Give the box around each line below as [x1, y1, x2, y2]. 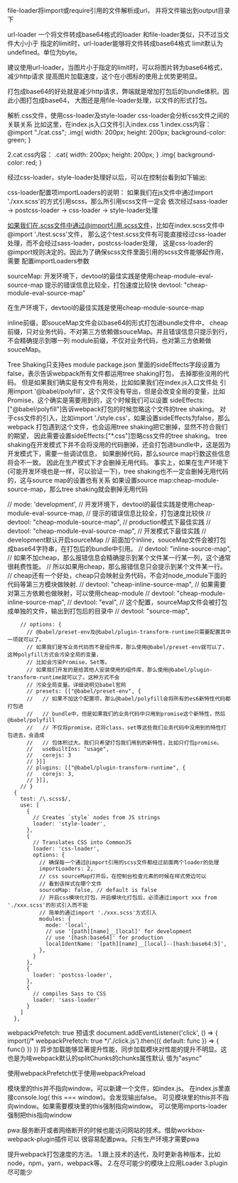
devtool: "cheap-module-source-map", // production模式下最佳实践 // [7, 518, 211, 526]
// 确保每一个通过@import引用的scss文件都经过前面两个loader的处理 [38, 859, 220, 866]
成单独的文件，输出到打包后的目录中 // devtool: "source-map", [7, 607, 190, 615]
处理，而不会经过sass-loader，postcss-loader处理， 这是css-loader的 [7, 239, 214, 247]
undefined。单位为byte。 [7, 48, 82, 56]
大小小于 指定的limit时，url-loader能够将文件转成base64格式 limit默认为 [13, 39, 224, 48]
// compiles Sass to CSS [33, 990, 107, 997]
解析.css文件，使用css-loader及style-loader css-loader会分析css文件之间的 [7, 111, 229, 120]
